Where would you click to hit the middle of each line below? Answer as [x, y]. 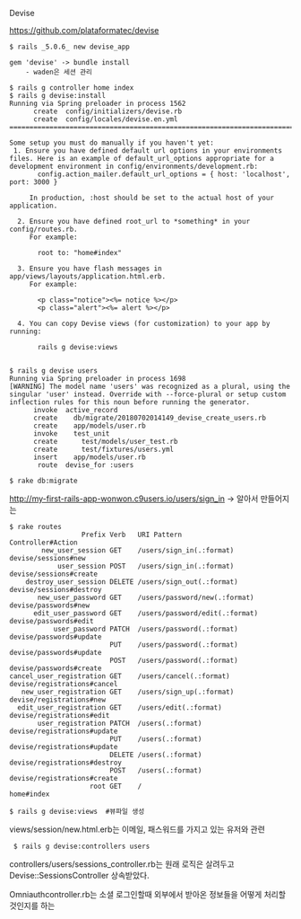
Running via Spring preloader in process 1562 [98, 103]
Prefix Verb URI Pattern [131, 535]
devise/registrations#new [57, 700]
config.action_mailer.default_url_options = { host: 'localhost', [164, 174]
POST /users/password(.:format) [174, 660]
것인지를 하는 [32, 906]
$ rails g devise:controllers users [82, 846]
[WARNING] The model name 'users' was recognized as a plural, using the [150, 386]
